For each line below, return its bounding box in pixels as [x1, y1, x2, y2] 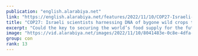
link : [6, 14, 19, 20]
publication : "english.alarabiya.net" [6, 8, 101, 15]
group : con [6, 36, 33, 41]
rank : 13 [6, 41, 28, 47]
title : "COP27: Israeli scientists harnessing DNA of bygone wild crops [6, 19, 189, 25]
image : [6, 30, 22, 36]
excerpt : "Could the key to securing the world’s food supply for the [6, 24, 183, 31]
